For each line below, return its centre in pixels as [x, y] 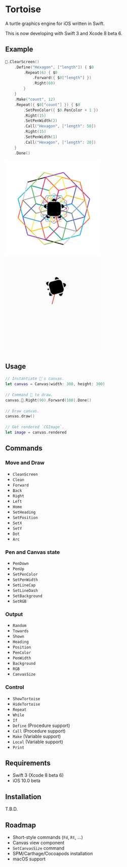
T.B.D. [12, 809]
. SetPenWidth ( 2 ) [40, 121]
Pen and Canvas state [33, 552]
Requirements [28, 763]
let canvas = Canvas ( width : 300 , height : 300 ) [55, 384]
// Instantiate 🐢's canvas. [35, 379]
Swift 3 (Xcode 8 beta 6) [38, 775]
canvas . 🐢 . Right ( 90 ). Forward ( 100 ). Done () [49, 400]
